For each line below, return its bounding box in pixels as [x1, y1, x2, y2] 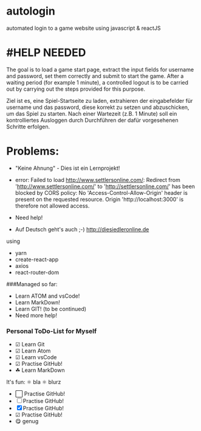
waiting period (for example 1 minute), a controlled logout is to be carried [6, 79, 189, 86]
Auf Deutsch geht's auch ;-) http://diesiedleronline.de [15, 225, 149, 233]
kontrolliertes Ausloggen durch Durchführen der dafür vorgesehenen [6, 116, 179, 124]
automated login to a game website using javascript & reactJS [6, 24, 161, 32]
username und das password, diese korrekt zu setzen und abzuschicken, [6, 103, 189, 111]
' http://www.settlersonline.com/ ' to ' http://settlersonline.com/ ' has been [15, 183, 196, 190]
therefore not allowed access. [15, 202, 90, 209]
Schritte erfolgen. [6, 123, 50, 130]
